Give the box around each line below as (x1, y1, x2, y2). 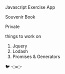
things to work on (5, 33, 41, 39)
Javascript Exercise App (5, 4, 55, 10)
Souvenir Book (5, 14, 35, 19)
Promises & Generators (12, 53, 60, 59)
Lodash (12, 48, 28, 54)
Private (5, 23, 20, 29)
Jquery (12, 43, 27, 49)
